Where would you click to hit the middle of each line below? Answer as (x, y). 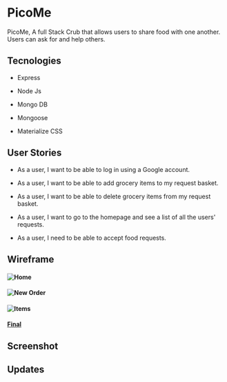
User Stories (34, 153)
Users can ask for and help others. (56, 39)
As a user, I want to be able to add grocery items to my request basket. (118, 183)
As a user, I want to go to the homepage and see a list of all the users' (116, 217)
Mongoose (32, 117)
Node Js (29, 90)
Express (29, 77)
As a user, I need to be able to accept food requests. (92, 238)
